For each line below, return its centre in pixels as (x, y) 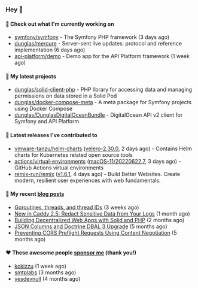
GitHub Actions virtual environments (59, 168)
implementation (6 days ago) (50, 50)
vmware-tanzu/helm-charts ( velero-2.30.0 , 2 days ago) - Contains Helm (103, 148)
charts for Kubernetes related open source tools (73, 154)
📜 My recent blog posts (35, 194)
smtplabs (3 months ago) (45, 272)
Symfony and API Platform (47, 122)
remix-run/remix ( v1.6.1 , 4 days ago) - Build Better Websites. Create (97, 174)
